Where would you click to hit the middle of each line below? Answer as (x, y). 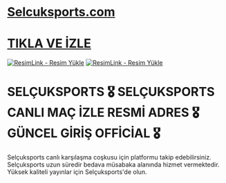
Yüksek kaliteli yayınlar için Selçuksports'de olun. (77, 172)
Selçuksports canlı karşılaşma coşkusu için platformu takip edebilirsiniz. (110, 157)
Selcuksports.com (61, 12)
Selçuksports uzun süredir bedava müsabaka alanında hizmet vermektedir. (113, 165)
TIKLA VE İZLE (49, 44)
